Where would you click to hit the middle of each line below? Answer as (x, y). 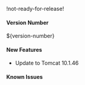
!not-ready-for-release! (35, 9)
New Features (24, 49)
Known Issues (25, 77)
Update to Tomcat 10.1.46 (47, 63)
